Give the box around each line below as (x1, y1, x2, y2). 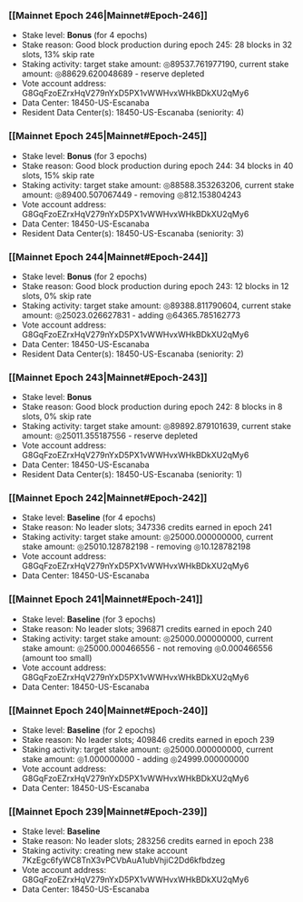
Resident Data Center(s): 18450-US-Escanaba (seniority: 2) (21, 348, 244, 359)
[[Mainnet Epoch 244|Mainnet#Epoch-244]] (8, 250, 209, 263)
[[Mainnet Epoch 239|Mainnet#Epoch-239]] (8, 806, 208, 817)
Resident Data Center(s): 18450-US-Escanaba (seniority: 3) (21, 227, 244, 238)
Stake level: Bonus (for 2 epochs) (21, 271, 148, 282)
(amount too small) (21, 652, 93, 663)
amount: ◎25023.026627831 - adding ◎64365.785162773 (21, 309, 241, 320)
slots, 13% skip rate (21, 49, 95, 60)
